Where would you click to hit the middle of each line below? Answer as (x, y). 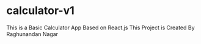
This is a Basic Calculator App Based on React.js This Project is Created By (100, 28)
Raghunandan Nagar (32, 34)
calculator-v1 (40, 11)
